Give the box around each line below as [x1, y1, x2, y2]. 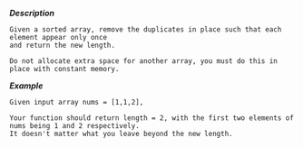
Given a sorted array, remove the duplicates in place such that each [9, 25, 282, 34]
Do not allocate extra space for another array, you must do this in [9, 57, 279, 66]
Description [9, 8, 55, 18]
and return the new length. [9, 41, 116, 50]
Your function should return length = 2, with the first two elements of [9, 114, 295, 123]
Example [9, 80, 44, 91]
